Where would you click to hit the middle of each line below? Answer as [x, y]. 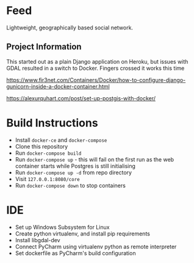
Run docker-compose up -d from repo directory [74, 172]
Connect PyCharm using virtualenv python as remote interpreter [96, 246]
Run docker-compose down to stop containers [70, 185]
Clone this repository [41, 146]
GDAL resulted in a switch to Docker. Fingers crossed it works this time [95, 68]
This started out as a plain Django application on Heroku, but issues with [97, 61]
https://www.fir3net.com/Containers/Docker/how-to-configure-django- [96, 80]
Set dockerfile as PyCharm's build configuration [75, 253]
